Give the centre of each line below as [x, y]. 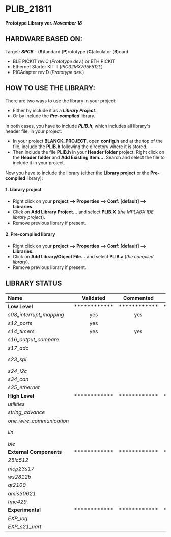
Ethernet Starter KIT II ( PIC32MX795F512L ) [58, 66]
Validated [94, 298]
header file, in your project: [34, 131]
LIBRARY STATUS [34, 284]
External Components [35, 452]
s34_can [18, 379]
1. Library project [23, 190]
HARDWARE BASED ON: [44, 39]
